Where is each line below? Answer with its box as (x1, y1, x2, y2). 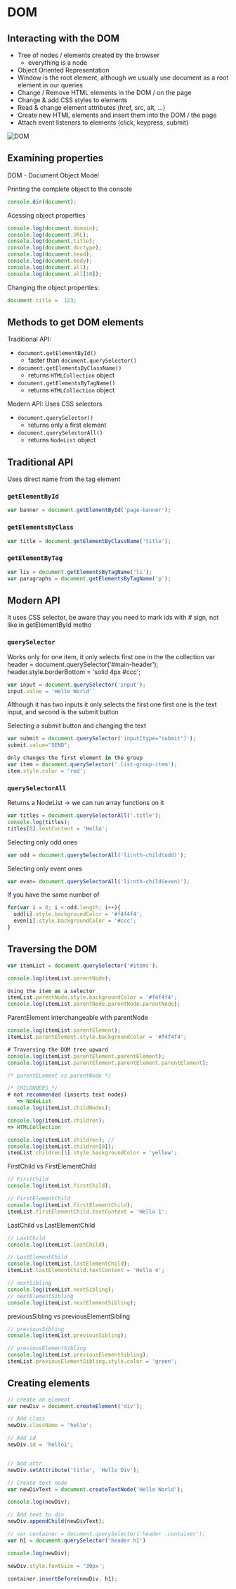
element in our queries (17, 81, 83, 89)
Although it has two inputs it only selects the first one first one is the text (7, 700, 217, 709)
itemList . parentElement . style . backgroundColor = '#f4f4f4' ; (7, 1033, 188, 1041)
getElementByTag (7, 554, 63, 562)
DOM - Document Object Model (7, 170, 100, 180)
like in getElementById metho (7, 621, 92, 629)
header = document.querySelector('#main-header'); (7, 660, 159, 668)
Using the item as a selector (7, 987, 96, 995)
